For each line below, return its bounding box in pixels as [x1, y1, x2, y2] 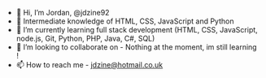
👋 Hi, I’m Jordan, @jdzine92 [15, 8, 110, 17]
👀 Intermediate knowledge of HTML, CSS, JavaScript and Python [15, 16, 234, 26]
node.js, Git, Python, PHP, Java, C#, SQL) [15, 33, 155, 43]
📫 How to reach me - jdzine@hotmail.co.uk [15, 60, 164, 69]
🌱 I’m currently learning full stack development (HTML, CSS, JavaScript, [15, 25, 258, 34]
